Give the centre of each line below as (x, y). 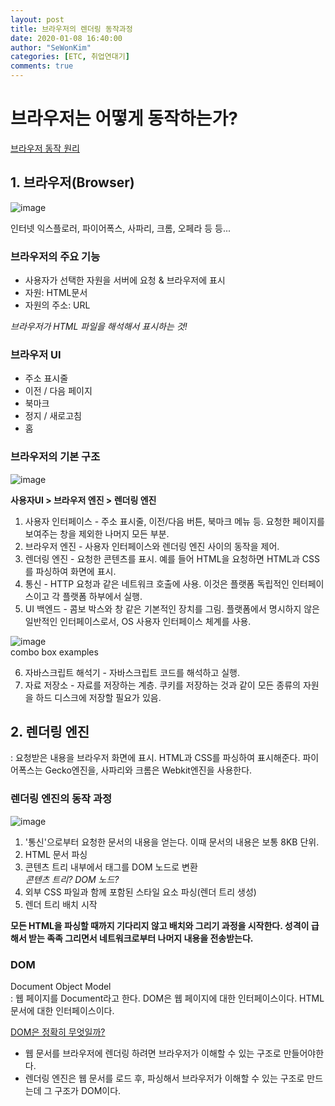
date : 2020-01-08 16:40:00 (66, 38)
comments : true (42, 66)
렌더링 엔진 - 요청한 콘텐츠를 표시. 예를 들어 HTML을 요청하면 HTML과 (162, 558)
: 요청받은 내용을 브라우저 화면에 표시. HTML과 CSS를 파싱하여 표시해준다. (155, 758)
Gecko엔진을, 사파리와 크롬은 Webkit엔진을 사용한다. (148, 770)
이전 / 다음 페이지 (58, 391)
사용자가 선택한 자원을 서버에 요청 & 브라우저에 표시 (125, 280)
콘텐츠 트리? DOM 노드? (72, 879)
